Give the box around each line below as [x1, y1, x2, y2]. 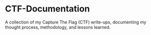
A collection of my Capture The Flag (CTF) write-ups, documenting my [5, 19, 147, 25]
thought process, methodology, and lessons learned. [5, 24, 111, 30]
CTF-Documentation [5, 3, 90, 14]
